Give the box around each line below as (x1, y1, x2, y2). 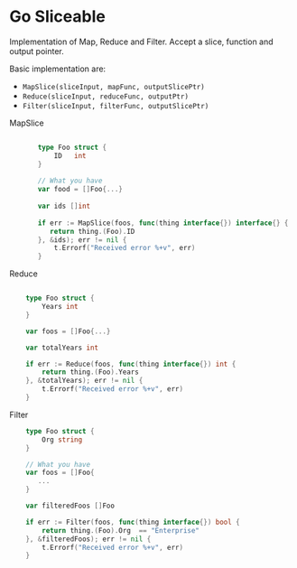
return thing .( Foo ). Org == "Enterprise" (42, 526, 200, 535)
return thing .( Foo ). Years (42, 368, 140, 377)
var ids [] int (37, 201, 91, 211)
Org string (42, 435, 83, 444)
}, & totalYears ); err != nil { (25, 377, 144, 386)
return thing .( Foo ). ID (49, 227, 135, 236)
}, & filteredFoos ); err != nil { (25, 535, 152, 544)
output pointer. (9, 45, 65, 56)
